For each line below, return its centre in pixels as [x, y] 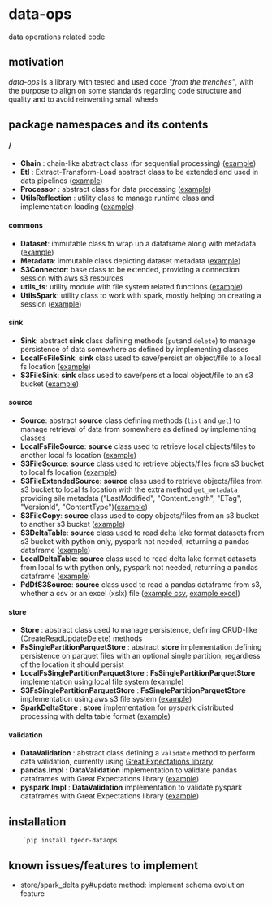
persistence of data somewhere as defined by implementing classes [134, 349]
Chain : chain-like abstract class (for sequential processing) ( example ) [138, 163]
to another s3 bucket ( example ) [73, 524]
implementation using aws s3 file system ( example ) [106, 699]
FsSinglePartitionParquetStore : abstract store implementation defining [141, 647]
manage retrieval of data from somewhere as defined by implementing [138, 429]
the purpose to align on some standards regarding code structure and [125, 90]
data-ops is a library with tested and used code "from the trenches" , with [131, 81]
